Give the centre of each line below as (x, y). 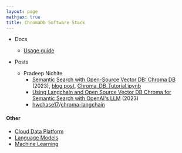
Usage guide (39, 51)
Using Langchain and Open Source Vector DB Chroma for (102, 92)
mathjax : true (23, 17)
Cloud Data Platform (39, 131)
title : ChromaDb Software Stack (45, 22)
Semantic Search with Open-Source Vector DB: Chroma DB (104, 79)
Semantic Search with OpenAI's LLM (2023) (85, 98)
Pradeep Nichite (43, 74)
